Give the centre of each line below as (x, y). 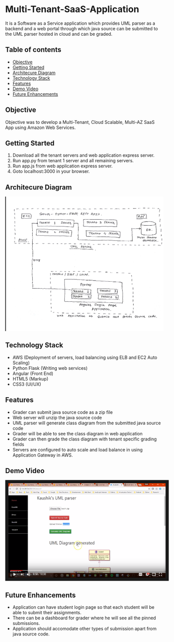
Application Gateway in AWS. (42, 455)
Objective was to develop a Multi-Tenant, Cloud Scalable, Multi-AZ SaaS (80, 122)
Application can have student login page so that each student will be (83, 607)
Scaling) (21, 363)
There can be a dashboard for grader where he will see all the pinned (84, 618)
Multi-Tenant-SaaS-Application (72, 9)
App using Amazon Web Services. (40, 127)
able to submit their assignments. (47, 613)
